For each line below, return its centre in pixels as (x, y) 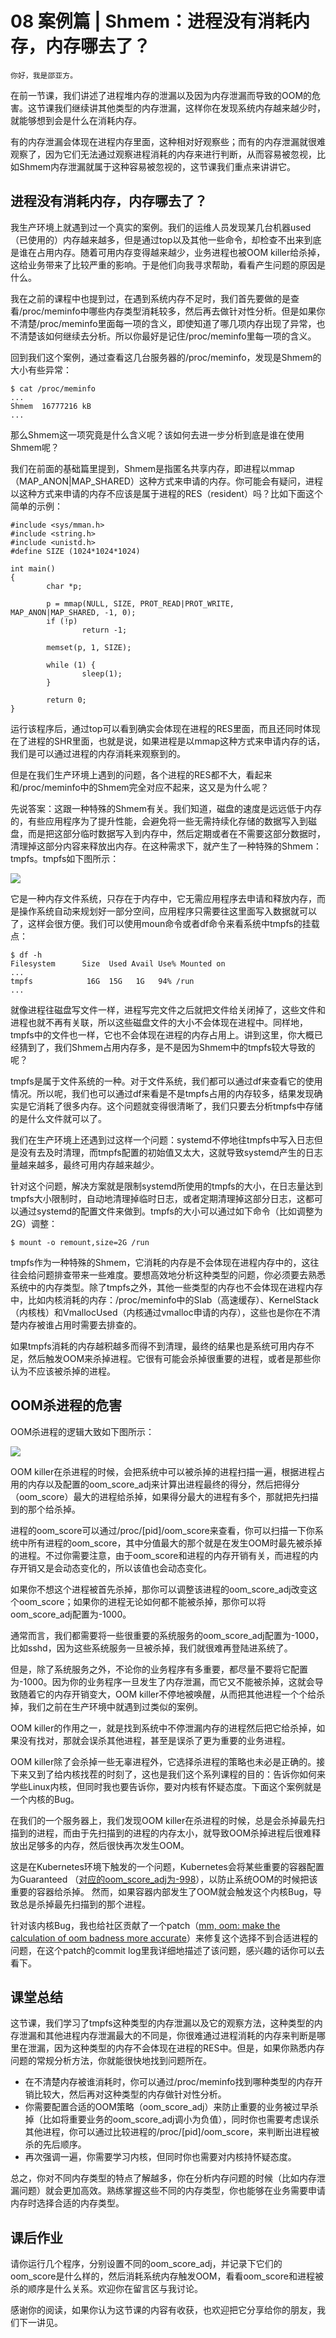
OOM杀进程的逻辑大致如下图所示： (82, 1431)
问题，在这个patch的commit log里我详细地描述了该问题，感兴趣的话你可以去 (167, 1950)
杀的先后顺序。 (55, 2144)
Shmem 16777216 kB (51, 406)
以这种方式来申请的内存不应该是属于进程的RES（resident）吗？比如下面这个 (166, 493)
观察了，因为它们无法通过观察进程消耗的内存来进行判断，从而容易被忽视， (163, 154)
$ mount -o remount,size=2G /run (80, 1242)
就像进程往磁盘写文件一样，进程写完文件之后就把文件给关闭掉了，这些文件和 (168, 1009)
